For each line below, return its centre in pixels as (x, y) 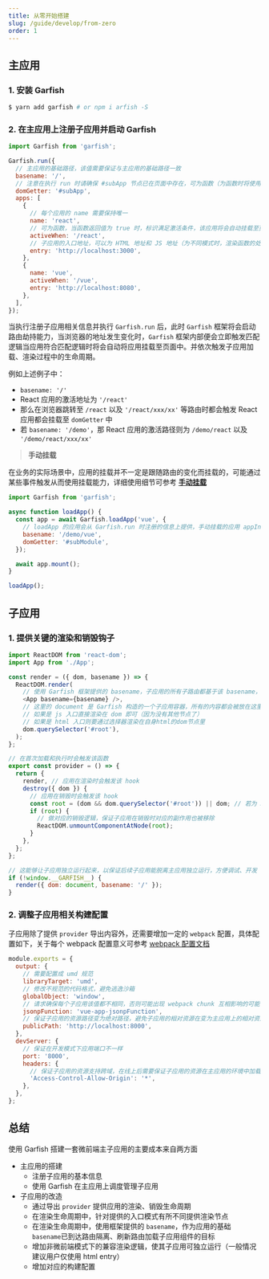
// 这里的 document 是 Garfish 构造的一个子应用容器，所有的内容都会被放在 (137, 707)
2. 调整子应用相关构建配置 (58, 915)
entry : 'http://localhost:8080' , (85, 288)
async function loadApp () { (55, 512)
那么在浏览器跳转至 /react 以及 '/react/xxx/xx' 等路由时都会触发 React (139, 410)
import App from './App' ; (51, 662)
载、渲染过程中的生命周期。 (54, 357)
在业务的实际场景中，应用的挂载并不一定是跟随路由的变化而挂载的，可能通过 (134, 472)
